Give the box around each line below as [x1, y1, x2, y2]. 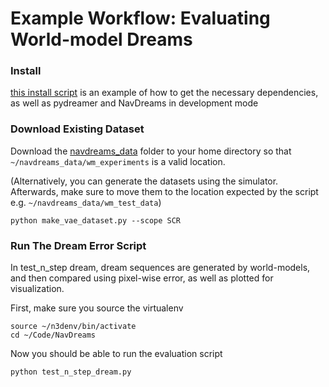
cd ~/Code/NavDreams [10, 330, 97, 341]
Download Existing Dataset [10, 122, 145, 136]
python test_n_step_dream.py [10, 367, 132, 377]
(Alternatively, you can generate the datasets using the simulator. [10, 175, 279, 187]
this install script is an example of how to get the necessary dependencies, [10, 87, 319, 99]
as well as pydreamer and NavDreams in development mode [10, 97, 259, 109]
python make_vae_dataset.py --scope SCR [10, 215, 182, 226]
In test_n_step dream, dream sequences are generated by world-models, [10, 262, 311, 274]
